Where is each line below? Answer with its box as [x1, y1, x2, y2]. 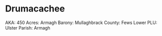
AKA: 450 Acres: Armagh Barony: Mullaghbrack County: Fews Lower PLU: [5, 19, 158, 25]
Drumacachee [5, 3, 65, 14]
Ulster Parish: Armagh [5, 24, 51, 30]
